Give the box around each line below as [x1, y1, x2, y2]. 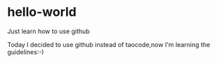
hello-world [7, 4, 77, 20]
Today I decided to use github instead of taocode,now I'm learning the [7, 40, 211, 48]
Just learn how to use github [7, 27, 90, 35]
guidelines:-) [7, 48, 44, 56]
